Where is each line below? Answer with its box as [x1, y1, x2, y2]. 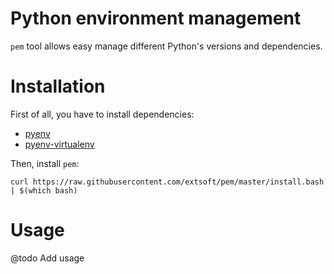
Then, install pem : [10, 157, 80, 169]
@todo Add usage [10, 252, 85, 264]
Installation [10, 75, 106, 98]
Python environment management [10, 7, 302, 30]
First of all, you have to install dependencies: [10, 108, 195, 120]
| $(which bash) [10, 185, 78, 196]
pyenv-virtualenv [24, 138, 95, 150]
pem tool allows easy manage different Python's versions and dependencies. [10, 40, 323, 52]
